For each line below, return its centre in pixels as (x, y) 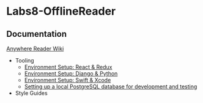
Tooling (25, 60)
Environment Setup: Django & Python (71, 74)
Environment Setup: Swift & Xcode (68, 80)
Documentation (37, 34)
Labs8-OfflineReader (61, 11)
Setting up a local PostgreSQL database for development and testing (111, 86)
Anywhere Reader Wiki (35, 48)
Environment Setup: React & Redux (68, 67)
